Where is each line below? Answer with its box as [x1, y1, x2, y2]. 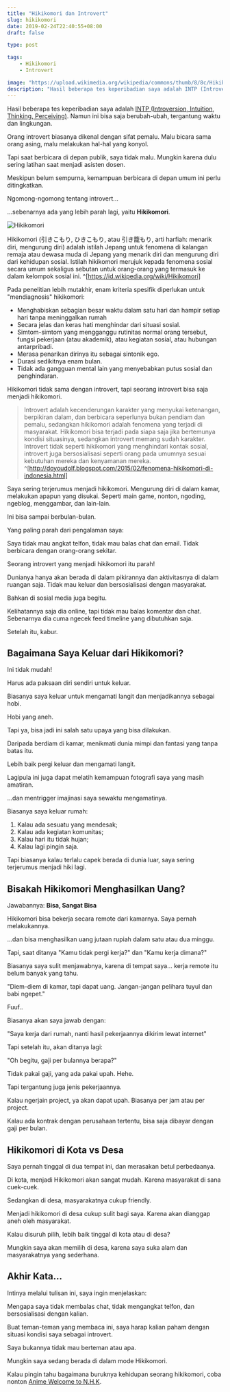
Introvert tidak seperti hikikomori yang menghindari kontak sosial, [23, 442, 209, 450]
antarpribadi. [16, 342, 53, 350]
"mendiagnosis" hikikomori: [7, 293, 85, 301]
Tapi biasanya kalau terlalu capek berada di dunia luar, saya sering [7, 856, 195, 864]
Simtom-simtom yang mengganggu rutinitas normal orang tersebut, [16, 328, 207, 336]
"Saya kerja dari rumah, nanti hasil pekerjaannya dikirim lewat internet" [7, 1030, 207, 1038]
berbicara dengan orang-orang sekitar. [7, 546, 117, 554]
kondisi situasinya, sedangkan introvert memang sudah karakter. [23, 434, 206, 443]
